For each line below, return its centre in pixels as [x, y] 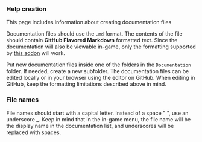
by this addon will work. [36, 53]
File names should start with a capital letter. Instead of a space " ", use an [97, 113]
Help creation [27, 9]
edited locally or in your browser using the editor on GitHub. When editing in [101, 78]
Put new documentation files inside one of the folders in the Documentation [99, 65]
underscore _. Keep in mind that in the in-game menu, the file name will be [99, 119]
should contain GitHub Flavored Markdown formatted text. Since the [92, 40]
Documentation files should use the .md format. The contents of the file [94, 34]
